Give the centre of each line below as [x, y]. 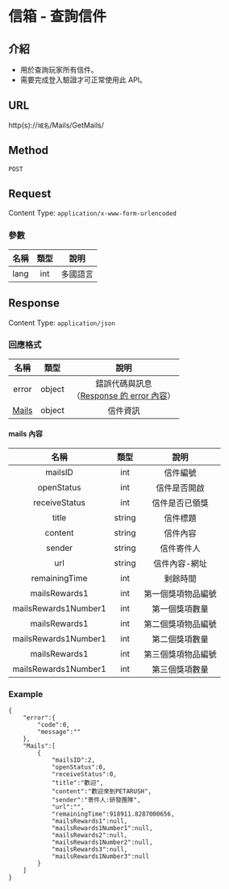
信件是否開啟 [180, 488]
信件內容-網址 [180, 564]
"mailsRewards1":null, [90, 821]
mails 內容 [25, 434]
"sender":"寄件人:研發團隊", [96, 800]
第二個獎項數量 [180, 640]
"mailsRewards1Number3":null [100, 857]
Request [30, 194]
